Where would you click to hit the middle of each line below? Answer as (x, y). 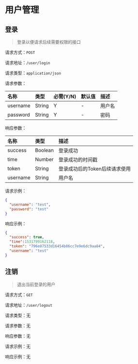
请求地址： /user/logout (29, 305)
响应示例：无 (18, 356)
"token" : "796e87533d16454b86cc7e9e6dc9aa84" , (57, 246)
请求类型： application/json (33, 73)
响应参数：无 (18, 336)
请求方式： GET (19, 295)
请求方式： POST (20, 52)
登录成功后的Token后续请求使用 (94, 169)
